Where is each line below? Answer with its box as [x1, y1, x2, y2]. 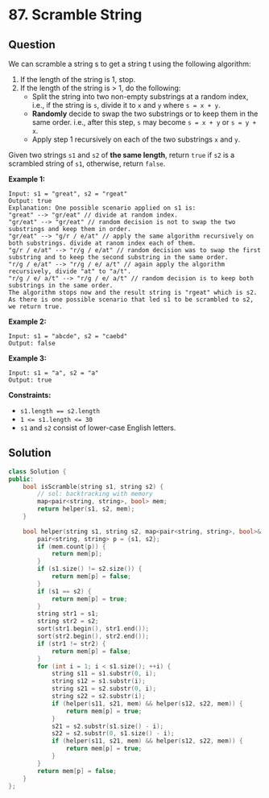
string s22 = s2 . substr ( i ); [51, 693, 147, 701]
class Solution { [8, 467, 67, 476]
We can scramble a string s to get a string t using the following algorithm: [8, 59, 251, 68]
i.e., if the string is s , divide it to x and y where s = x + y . [31, 101, 221, 110]
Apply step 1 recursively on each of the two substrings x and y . [31, 134, 241, 144]
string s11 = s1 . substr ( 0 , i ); [51, 670, 157, 678]
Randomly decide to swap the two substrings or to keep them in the [31, 109, 259, 118]
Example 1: [8, 175, 46, 184]
